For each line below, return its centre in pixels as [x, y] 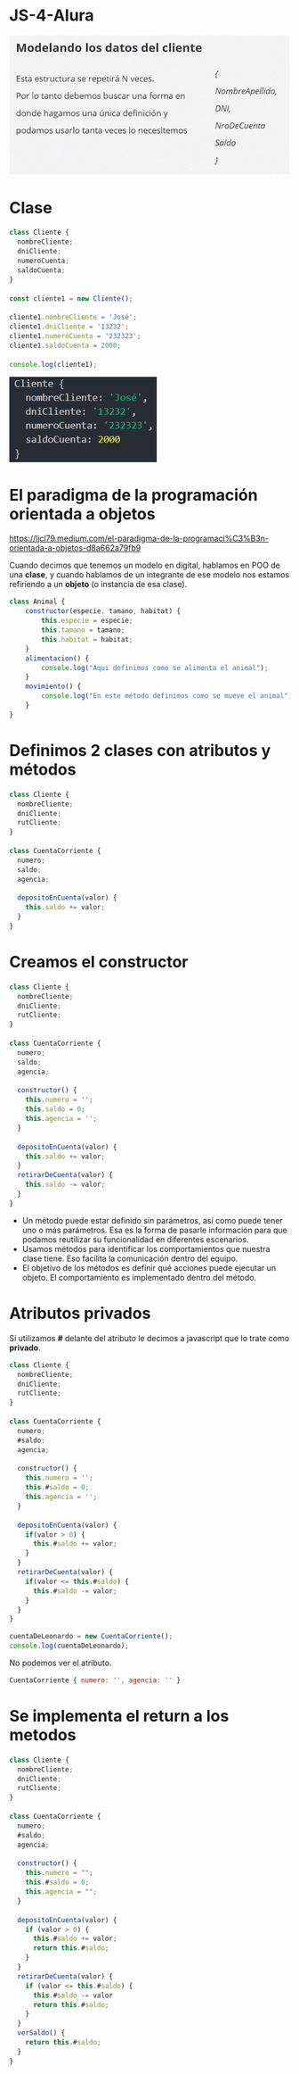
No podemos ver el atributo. [61, 1663]
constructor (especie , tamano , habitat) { [103, 611]
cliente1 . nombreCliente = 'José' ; [73, 318]
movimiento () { [53, 687]
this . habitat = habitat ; [87, 639]
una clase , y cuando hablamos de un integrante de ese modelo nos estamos [149, 575]
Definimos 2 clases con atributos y [140, 751]
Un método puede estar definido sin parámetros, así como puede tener [152, 1220]
